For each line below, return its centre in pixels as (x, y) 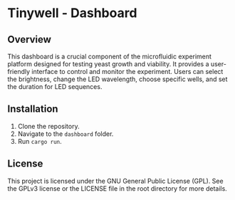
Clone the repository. (48, 126)
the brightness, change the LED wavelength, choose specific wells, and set (117, 79)
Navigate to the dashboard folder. (66, 134)
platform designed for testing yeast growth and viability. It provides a (108, 64)
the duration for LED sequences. (55, 86)
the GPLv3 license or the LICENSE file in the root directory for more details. (117, 188)
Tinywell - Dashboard (72, 13)
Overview (30, 40)
